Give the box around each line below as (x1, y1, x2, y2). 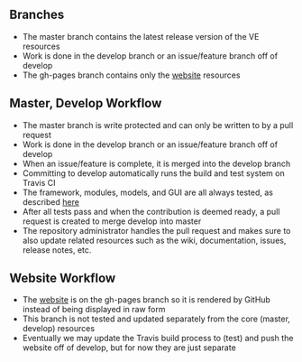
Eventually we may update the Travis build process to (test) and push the (22, 333, 294, 344)
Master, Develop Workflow (9, 96, 162, 111)
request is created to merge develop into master (22, 216, 202, 227)
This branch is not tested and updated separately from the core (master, (22, 313, 291, 324)
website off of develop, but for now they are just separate (22, 342, 236, 353)
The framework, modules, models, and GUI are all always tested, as (22, 187, 273, 198)
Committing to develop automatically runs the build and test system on (22, 167, 286, 179)
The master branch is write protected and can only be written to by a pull (22, 119, 294, 130)
